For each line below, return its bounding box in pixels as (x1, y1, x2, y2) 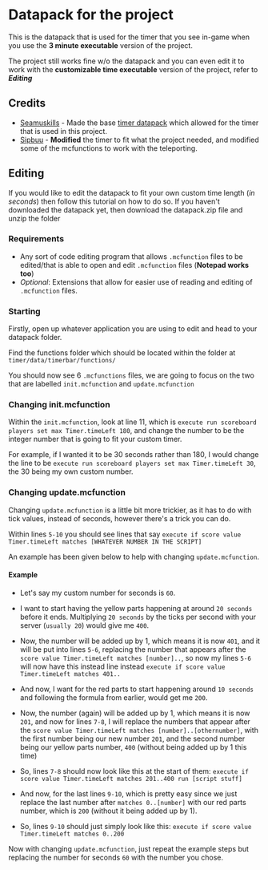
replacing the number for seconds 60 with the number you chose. (8, 852, 224, 862)
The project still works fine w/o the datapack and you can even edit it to (8, 56, 245, 66)
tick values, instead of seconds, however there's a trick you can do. (8, 513, 231, 523)
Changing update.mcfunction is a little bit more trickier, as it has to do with (8, 505, 252, 515)
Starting (8, 306, 42, 317)
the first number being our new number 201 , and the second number (19, 734, 246, 743)
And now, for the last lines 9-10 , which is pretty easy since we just (19, 788, 238, 799)
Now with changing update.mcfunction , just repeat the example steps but (8, 844, 250, 853)
